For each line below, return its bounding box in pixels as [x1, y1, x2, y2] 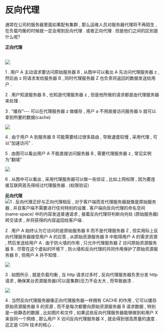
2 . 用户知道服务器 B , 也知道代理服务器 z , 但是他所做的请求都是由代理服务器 [5, 92, 160, 97]
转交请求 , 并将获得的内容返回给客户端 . [5, 217, 84, 223]
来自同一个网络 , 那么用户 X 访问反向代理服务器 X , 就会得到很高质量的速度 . [5, 315, 158, 321]
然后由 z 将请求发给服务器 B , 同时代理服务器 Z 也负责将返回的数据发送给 [5, 75, 152, 81]
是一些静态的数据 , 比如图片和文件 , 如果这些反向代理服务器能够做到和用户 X [5, 309, 158, 315]
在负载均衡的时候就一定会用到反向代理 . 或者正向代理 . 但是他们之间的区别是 [5, 27, 158, 33]
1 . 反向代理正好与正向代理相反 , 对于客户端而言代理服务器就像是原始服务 [10, 199, 157, 205]
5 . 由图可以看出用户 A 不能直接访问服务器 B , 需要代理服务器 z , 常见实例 [5, 150, 152, 156]
